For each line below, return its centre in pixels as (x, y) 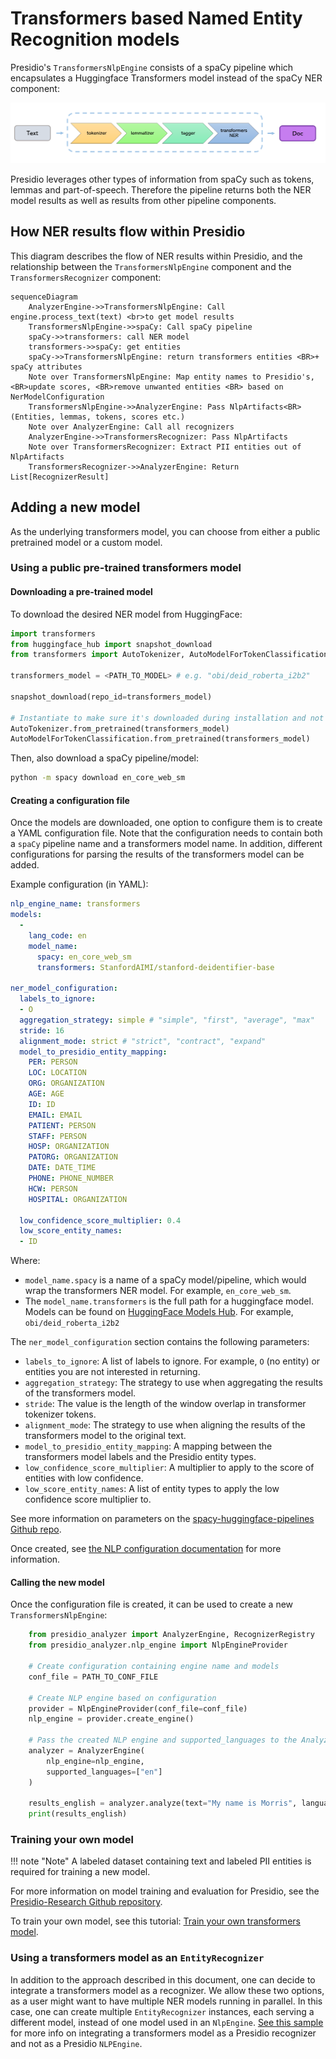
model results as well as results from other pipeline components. (143, 200)
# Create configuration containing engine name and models (154, 1667)
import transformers (53, 633)
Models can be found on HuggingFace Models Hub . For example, (159, 1312)
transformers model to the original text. (105, 1436)
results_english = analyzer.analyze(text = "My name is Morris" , (163, 1803)
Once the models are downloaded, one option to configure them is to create (166, 823)
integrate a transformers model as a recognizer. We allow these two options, (167, 1990)
